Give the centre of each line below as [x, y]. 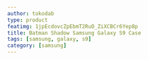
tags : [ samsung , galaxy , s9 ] [49, 39]
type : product [28, 20]
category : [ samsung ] [37, 46]
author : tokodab [31, 13]
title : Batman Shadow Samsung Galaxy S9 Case [74, 33]
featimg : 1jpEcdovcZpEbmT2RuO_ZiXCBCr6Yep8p [73, 26]
